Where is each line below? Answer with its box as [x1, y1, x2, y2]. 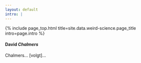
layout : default [5, 7, 38, 12]
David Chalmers [5, 42, 39, 47]
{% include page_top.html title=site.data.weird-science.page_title [5, 25, 137, 31]
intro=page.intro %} [5, 30, 45, 36]
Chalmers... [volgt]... [5, 52, 46, 58]
